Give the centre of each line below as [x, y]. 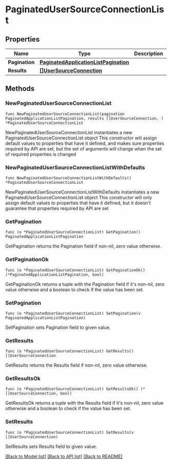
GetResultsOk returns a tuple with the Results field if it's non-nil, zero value [84, 403]
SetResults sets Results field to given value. [51, 446]
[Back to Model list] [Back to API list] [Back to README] [64, 456]
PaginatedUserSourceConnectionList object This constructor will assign [81, 138]
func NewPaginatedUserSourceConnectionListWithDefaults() [68, 178]
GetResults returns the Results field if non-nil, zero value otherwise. [77, 365]
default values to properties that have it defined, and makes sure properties [85, 143]
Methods [20, 89]
